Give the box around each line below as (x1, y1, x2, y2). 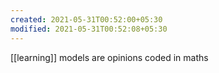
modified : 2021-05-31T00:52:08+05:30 (10, 24, 168, 34)
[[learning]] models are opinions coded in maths (10, 51, 209, 63)
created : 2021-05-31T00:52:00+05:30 (10, 14, 163, 25)
